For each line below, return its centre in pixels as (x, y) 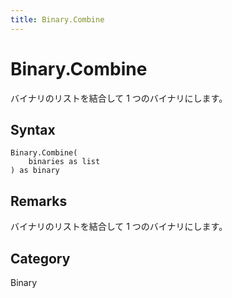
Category (40, 258)
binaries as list (64, 162)
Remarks (39, 201)
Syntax (33, 129)
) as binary (35, 171)
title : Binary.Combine (57, 19)
